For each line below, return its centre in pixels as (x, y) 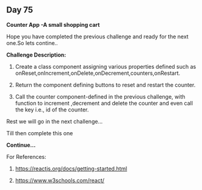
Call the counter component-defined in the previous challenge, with (100, 96)
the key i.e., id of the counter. (52, 110)
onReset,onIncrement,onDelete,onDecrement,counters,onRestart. (98, 73)
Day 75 (20, 10)
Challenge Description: (36, 55)
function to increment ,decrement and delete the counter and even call (104, 103)
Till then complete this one (40, 133)
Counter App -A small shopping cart (53, 24)
